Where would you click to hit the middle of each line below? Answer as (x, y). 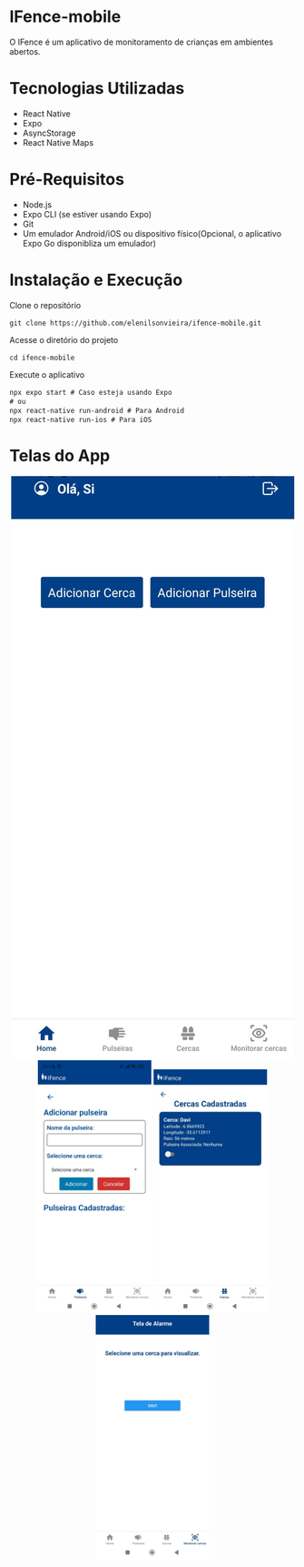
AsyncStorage (49, 133)
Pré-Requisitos (67, 180)
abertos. (25, 51)
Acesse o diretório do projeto (64, 339)
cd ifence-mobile (42, 358)
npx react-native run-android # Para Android (97, 410)
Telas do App (60, 455)
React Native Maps (58, 142)
